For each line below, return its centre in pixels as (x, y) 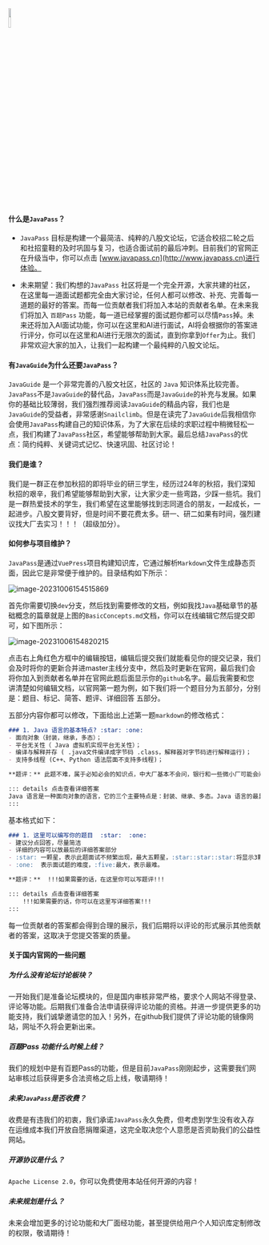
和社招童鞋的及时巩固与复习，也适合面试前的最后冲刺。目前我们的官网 (136, 248)
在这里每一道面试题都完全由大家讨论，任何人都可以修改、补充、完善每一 (139, 295)
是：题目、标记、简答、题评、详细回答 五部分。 (86, 698)
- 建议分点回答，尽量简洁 (45, 843)
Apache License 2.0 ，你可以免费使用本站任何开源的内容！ (104, 1182)
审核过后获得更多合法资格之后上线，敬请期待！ (92, 1078)
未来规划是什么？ (36, 1201)
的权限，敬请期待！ (40, 1233)
